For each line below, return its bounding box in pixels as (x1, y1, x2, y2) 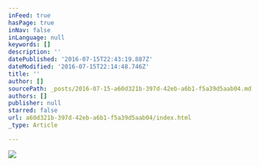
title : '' (8, 70, 41, 78)
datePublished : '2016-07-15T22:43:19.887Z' (8, 56, 154, 64)
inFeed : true (8, 11, 51, 20)
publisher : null (8, 99, 61, 107)
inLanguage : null (8, 33, 65, 42)
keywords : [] (8, 41, 51, 49)
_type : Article (8, 121, 58, 129)
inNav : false (8, 26, 51, 34)
